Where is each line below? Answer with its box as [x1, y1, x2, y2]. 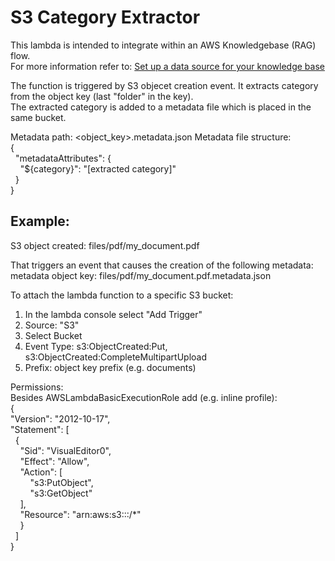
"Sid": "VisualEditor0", [19, 444, 112, 456]
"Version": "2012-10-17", [10, 412, 111, 425]
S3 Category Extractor [10, 6, 201, 29]
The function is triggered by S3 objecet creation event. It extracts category [10, 79, 319, 91]
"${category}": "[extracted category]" [19, 162, 177, 175]
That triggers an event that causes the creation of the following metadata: [10, 259, 314, 271]
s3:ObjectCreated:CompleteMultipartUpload [24, 351, 208, 363]
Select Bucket [24, 329, 83, 341]
